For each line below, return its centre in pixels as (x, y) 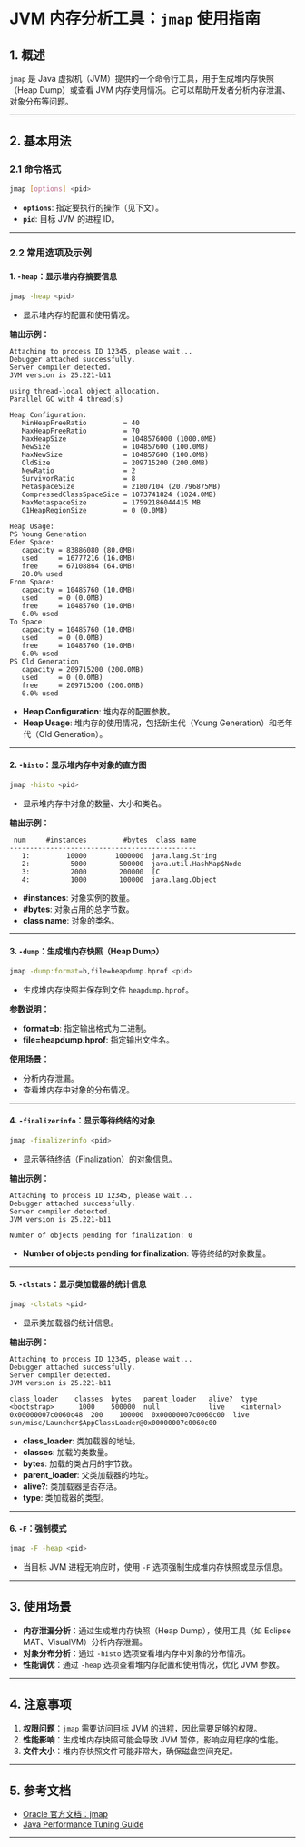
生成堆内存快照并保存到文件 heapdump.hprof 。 (108, 989)
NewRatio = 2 (79, 470)
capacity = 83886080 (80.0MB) (79, 550)
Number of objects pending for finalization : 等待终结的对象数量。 (147, 1253)
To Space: (28, 622)
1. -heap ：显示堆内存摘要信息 (64, 276)
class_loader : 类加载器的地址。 (81, 1441)
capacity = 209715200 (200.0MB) (83, 669)
